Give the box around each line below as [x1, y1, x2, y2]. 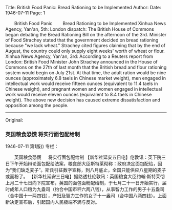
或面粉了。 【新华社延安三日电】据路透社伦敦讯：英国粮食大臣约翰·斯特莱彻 [5, 174, 165, 180]
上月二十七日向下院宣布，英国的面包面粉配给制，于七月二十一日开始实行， [5, 180, 162, 186]
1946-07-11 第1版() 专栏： [5, 143, 59, 150]
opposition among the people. [5, 102, 69, 108]
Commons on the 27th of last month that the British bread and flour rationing [5, 64, 167, 70]
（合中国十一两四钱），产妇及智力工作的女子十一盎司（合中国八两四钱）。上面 [5, 193, 167, 199]
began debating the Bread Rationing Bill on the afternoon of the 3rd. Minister [5, 32, 167, 37]
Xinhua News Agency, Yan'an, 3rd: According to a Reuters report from [5, 53, 154, 59]
